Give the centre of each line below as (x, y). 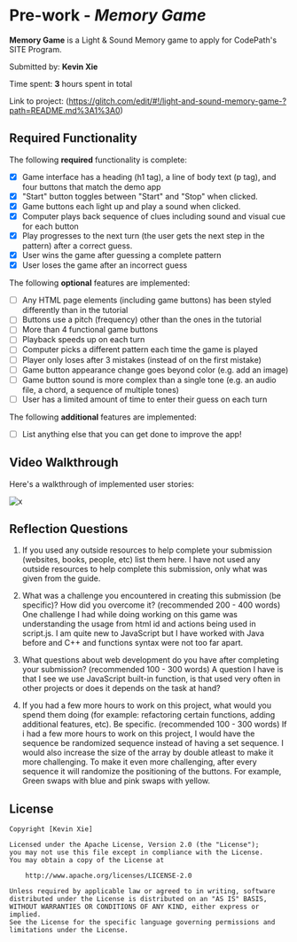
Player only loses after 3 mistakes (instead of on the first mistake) (141, 359)
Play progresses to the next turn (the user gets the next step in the (143, 235)
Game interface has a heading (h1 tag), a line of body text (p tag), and (149, 177)
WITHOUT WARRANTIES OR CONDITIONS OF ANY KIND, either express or (134, 907)
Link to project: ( (39, 101)
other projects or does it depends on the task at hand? (121, 688)
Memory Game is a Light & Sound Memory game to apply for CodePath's (143, 40)
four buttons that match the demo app (91, 186)
